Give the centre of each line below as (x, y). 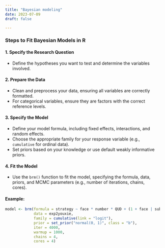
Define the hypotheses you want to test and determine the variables (81, 63)
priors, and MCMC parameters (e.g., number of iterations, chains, (78, 182)
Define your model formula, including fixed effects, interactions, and (81, 128)
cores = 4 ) (45, 241)
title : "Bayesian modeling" (34, 10)
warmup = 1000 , (49, 232)
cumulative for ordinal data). (41, 144)
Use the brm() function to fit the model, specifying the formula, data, (81, 177)
